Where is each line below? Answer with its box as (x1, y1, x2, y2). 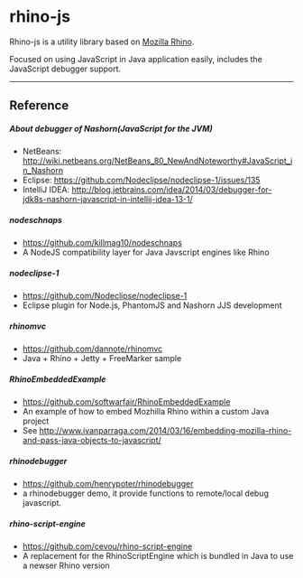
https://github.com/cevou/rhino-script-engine (22, 541, 193, 552)
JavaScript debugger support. (9, 63, 122, 74)
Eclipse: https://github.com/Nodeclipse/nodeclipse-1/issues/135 (22, 174, 261, 186)
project (22, 415, 50, 426)
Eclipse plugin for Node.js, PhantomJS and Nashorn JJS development (22, 300, 282, 311)
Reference (9, 98, 69, 114)
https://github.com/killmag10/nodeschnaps (22, 238, 183, 248)
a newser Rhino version (22, 560, 110, 571)
